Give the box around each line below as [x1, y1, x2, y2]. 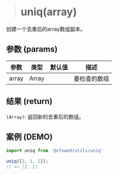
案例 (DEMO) [6, 132, 53, 142]
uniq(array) [20, 5, 77, 19]
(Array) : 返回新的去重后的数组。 [6, 113, 85, 120]
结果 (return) [6, 96, 53, 106]
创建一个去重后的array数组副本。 [6, 25, 86, 32]
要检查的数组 [73, 75, 110, 83]
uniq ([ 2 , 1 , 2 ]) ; [6, 159, 49, 164]
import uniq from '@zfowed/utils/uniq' [6, 148, 104, 154]
